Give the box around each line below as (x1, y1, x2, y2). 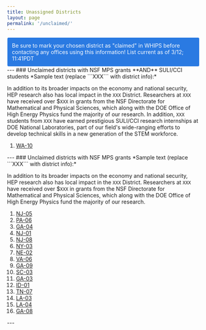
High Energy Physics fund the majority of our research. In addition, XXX (7, 111, 185, 118)
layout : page (7, 15, 40, 21)
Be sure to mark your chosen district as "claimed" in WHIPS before (12, 42, 180, 50)
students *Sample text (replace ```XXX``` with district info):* (7, 73, 157, 80)
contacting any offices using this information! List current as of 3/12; (12, 48, 184, 56)
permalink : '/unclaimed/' (7, 20, 73, 26)
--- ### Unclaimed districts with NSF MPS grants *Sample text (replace (7, 154, 188, 161)
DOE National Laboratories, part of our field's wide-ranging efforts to (7, 123, 180, 131)
